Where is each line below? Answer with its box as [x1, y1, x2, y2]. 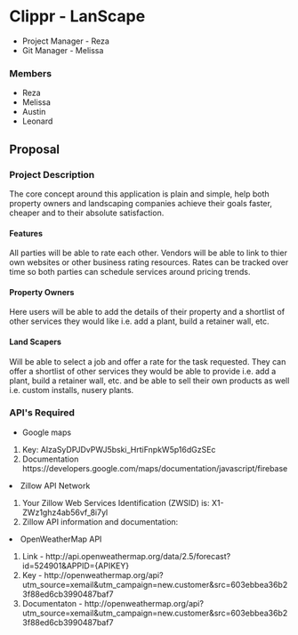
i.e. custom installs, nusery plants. [9, 384, 134, 395]
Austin [21, 107, 46, 117]
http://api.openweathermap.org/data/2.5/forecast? [45, 551, 231, 561]
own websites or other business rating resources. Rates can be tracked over [9, 257, 289, 268]
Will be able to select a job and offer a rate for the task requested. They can [9, 356, 286, 366]
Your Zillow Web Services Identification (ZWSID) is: [21, 497, 211, 508]
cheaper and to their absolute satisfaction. [9, 207, 165, 218]
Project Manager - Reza [21, 36, 109, 46]
